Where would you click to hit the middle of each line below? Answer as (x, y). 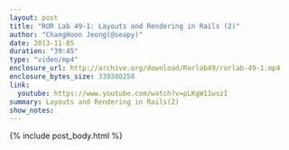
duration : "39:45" (44, 52)
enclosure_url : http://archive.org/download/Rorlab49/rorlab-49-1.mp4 (145, 69)
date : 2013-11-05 (42, 43)
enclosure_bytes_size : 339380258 (72, 77)
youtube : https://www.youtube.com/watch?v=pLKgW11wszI (123, 93)
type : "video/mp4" (44, 60)
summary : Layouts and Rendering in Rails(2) (94, 102)
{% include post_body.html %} (66, 136)
